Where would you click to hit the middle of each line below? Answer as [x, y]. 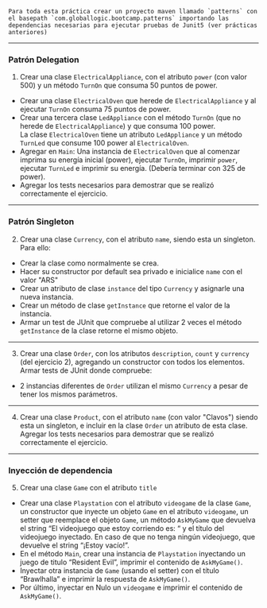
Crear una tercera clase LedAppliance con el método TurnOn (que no [130, 118]
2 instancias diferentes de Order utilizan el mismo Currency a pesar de [134, 385]
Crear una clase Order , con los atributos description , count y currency [134, 353]
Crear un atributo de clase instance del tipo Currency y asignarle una [132, 288]
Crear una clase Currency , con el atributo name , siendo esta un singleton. [137, 239]
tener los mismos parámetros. [68, 394]
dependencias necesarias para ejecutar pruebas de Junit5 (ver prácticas [133, 25]
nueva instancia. [46, 296]
